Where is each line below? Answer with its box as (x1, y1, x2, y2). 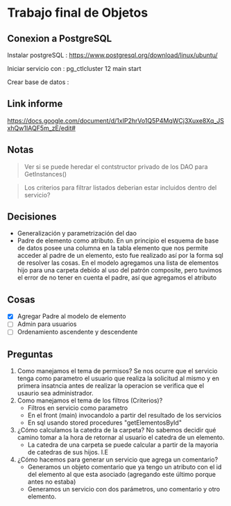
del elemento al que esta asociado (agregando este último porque (27, 471, 216, 479)
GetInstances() (24, 170, 67, 178)
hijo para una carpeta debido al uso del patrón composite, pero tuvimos (17, 266, 222, 275)
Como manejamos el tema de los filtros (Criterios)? (17, 396, 163, 405)
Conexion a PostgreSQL (7, 33, 112, 44)
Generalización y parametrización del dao (17, 229, 137, 238)
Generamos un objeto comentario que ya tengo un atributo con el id (27, 463, 222, 471)
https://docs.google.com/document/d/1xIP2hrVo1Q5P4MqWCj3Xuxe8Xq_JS (7, 116, 224, 124)
